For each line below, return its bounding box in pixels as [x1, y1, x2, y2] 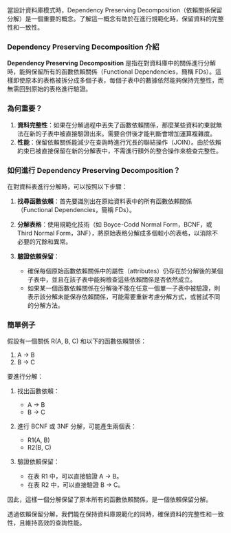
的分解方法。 [27, 301, 64, 309]
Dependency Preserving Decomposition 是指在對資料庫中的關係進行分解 [7, 59, 217, 67]
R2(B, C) [27, 443, 52, 452]
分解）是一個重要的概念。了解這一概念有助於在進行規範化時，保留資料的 [7, 14, 212, 23]
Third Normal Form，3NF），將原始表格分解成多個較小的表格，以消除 [16, 229, 212, 237]
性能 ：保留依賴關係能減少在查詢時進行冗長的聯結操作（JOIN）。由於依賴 [16, 138, 221, 146]
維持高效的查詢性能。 [25, 519, 86, 527]
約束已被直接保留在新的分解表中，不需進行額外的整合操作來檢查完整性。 [16, 147, 222, 155]
